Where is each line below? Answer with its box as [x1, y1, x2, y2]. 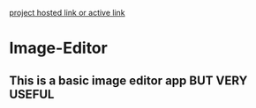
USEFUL [9, 87, 55, 102]
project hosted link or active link [9, 8, 125, 18]
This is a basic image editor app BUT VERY [9, 73, 248, 88]
